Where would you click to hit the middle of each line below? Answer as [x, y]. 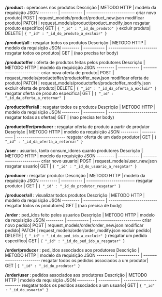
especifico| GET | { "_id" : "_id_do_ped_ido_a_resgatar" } [65, 241]
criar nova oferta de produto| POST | [78, 73]
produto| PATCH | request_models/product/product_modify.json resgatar [77, 23]
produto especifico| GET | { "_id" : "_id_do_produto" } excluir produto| [78, 28]
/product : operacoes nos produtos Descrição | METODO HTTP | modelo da [81, 8]
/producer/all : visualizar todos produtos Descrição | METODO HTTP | [75, 195]
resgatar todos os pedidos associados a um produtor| [95, 260]
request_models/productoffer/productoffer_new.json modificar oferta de [77, 78]
